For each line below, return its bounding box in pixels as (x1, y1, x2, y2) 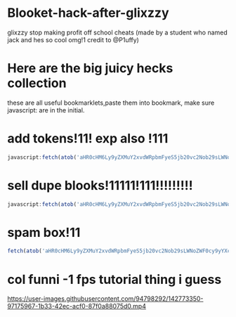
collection (7, 75, 67, 91)
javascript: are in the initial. (7, 105, 85, 114)
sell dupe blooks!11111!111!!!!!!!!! (7, 177, 193, 193)
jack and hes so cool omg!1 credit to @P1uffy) (7, 35, 139, 44)
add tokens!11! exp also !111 (7, 131, 169, 147)
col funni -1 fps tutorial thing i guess (7, 271, 222, 287)
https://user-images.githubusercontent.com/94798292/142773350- (7, 295, 204, 303)
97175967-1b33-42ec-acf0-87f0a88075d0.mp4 (7, 302, 146, 311)
